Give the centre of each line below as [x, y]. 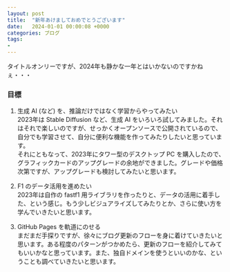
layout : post [26, 13]
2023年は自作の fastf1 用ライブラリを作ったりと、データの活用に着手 [115, 195]
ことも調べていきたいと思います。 [71, 262]
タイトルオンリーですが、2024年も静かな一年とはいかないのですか [102, 66]
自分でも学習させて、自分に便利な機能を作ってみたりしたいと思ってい [116, 137]
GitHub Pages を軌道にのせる [59, 227]
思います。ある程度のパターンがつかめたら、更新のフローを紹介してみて [119, 244]
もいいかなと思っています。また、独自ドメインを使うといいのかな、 [114, 253]
